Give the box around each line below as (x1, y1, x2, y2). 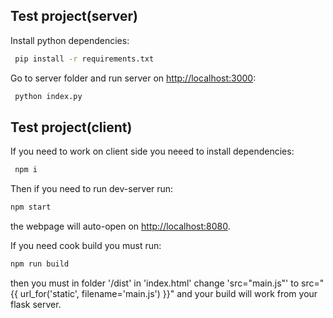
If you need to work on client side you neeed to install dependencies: (10, 145, 295, 158)
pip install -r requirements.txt (14, 54, 155, 64)
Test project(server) (10, 8, 138, 25)
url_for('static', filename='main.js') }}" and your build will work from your (19, 288, 318, 299)
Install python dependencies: (10, 34, 130, 46)
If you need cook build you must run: (10, 240, 162, 252)
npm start (10, 202, 52, 213)
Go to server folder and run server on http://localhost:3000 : (10, 72, 257, 84)
